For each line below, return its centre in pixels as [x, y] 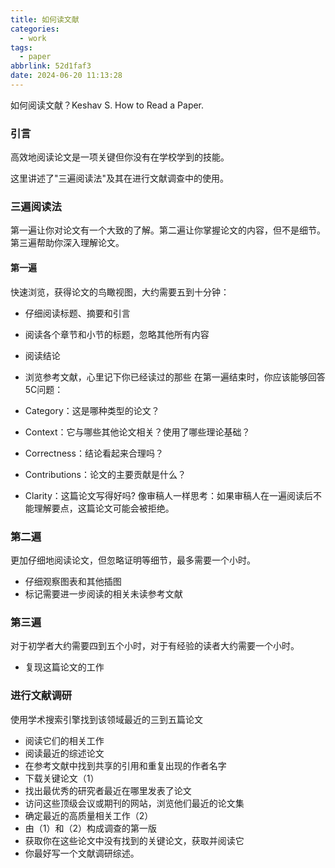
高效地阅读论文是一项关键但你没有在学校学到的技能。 [120, 157]
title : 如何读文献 [45, 19]
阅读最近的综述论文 [64, 753]
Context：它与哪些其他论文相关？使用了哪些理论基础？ [137, 432]
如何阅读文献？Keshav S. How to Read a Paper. [107, 105]
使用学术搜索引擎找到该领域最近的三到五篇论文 [106, 719]
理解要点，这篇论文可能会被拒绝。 [104, 508]
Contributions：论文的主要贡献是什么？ [105, 474]
